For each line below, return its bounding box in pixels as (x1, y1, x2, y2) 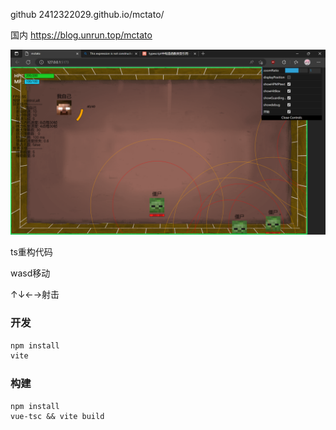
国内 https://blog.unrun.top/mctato (10, 29, 153, 41)
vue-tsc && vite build (10, 411, 105, 421)
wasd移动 (10, 267, 51, 279)
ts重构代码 (10, 246, 53, 258)
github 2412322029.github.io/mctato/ (10, 9, 165, 20)
